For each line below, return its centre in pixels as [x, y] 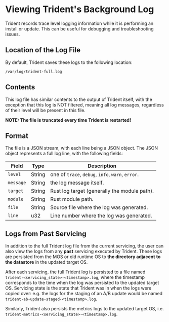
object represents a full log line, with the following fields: [64, 154]
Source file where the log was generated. [99, 207]
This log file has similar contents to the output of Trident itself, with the [79, 99]
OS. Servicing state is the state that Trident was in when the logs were [78, 288]
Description [102, 166]
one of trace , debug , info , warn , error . [95, 174]
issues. [13, 34]
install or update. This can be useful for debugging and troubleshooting [79, 28]
